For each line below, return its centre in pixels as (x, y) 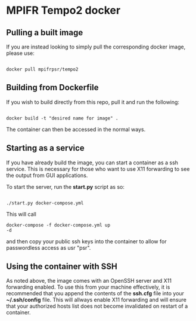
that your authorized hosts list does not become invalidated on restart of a (97, 306)
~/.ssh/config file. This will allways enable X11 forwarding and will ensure (96, 300)
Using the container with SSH (62, 267)
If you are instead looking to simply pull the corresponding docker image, (96, 47)
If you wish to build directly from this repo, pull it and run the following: (93, 102)
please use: (20, 53)
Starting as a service (45, 148)
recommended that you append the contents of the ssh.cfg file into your (95, 294)
